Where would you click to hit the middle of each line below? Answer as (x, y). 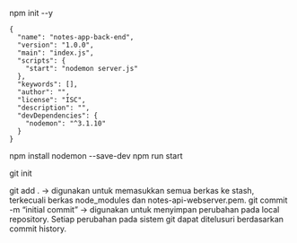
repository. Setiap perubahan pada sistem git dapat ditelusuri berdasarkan (147, 219)
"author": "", (44, 92)
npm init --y (31, 13)
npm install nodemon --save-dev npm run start (96, 156)
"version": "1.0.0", (56, 45)
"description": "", (54, 108)
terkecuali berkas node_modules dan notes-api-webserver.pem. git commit (148, 200)
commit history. (38, 229)
